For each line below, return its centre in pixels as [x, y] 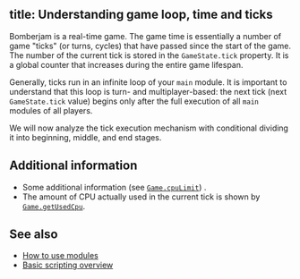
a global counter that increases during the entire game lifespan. [126, 64]
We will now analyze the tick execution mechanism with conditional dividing [149, 128]
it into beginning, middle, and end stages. [86, 137]
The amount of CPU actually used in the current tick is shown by [141, 197]
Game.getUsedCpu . [54, 206]
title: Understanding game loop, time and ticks [141, 15]
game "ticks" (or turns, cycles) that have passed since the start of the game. [150, 46]
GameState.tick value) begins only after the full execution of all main [134, 101]
